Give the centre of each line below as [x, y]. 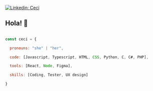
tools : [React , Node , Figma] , [41, 66]
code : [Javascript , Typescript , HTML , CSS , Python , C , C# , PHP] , [79, 57]
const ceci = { [21, 39]
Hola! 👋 [17, 23]
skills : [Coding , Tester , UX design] [49, 75]
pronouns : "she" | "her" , [37, 48]
